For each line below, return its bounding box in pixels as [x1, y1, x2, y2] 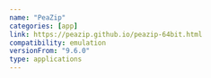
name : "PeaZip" [9, 13, 66, 22]
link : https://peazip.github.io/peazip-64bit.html [9, 30, 203, 39]
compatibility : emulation [9, 38, 106, 48]
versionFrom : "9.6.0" [9, 47, 91, 56]
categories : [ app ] [9, 22, 78, 30]
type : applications [9, 55, 83, 64]
